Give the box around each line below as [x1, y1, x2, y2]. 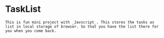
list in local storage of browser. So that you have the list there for [5, 24, 159, 29]
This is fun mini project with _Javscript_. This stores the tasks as [5, 20, 155, 25]
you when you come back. [5, 28, 57, 33]
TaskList [5, 3, 41, 15]
